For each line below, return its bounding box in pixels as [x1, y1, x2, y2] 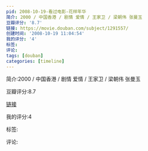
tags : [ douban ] [6, 53, 44, 59]
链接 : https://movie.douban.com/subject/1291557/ [6, 25, 129, 31]
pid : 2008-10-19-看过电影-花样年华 [6, 8, 87, 15]
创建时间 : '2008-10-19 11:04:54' [6, 31, 85, 37]
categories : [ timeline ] [6, 58, 65, 64]
